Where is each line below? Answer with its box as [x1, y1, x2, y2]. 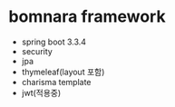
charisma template [21, 76, 92, 87]
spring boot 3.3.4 [21, 36, 87, 47]
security [21, 45, 53, 56]
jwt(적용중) [21, 87, 62, 98]
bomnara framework [8, 6, 166, 27]
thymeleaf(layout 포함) [21, 66, 105, 77]
